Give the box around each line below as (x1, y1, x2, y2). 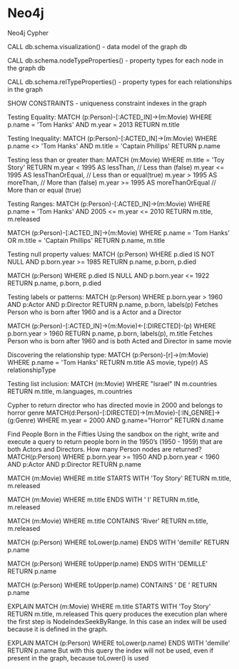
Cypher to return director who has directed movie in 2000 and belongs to (7, 400, 223, 409)
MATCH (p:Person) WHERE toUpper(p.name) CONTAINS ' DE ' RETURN (7, 581, 218, 589)
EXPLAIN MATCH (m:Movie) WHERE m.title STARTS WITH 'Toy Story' (7, 602, 211, 611)
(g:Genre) (7, 415, 36, 425)
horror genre (7, 408, 45, 417)
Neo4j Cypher (7, 28, 49, 37)
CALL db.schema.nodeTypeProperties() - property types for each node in (7, 56, 223, 65)
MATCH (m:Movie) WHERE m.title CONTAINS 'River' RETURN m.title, (7, 517, 208, 525)
